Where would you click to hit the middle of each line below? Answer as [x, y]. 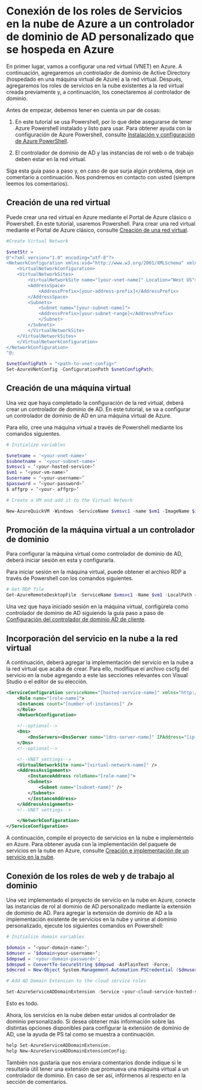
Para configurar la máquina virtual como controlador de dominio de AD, [94, 554]
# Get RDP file [25, 590]
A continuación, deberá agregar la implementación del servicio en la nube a [100, 662]
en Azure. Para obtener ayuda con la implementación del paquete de [91, 844]
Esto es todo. [23, 1003]
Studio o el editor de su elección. [47, 681]
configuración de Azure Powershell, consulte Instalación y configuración [105, 135]
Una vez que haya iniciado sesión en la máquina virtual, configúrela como [97, 607]
